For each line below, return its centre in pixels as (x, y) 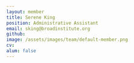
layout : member (25, 12)
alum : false (21, 51)
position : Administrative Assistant (52, 23)
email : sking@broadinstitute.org (48, 28)
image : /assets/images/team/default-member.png (67, 40)
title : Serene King (31, 17)
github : (16, 34)
